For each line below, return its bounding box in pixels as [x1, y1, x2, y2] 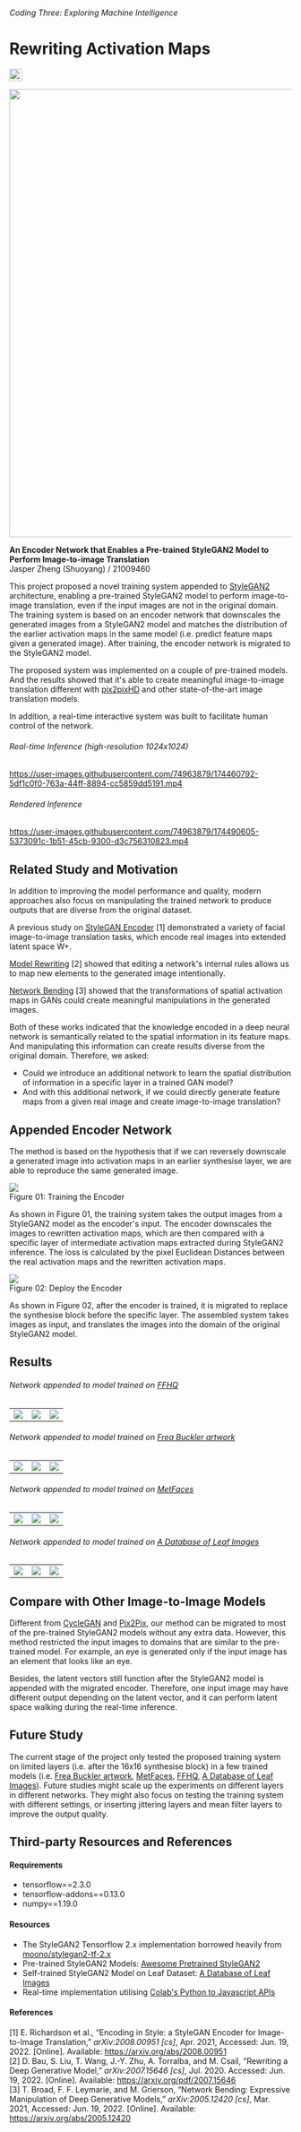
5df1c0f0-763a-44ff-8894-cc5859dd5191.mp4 [9, 778, 183, 789]
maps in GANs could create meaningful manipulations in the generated [9, 995, 271, 1006]
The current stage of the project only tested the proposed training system [9, 1751, 281, 1762]
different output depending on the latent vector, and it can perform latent [9, 1692, 278, 1703]
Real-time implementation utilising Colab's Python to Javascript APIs [21, 1986, 276, 1998]
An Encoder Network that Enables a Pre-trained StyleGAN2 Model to [9, 545, 270, 556]
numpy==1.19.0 [21, 1898, 78, 1909]
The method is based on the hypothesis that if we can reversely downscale [9, 1146, 287, 1157]
